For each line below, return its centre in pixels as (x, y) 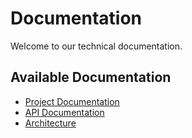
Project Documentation (72, 101)
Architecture (50, 123)
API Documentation (64, 112)
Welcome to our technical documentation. (96, 46)
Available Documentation (91, 77)
